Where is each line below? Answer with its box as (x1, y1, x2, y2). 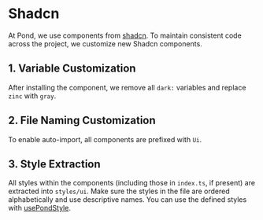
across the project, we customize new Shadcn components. (8, 38, 202, 48)
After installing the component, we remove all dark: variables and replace (8, 82, 246, 92)
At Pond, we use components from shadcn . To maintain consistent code (8, 31, 242, 40)
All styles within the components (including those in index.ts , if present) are (8, 178, 256, 188)
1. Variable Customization (8, 62, 136, 75)
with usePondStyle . (8, 203, 71, 213)
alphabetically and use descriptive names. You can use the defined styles (8, 195, 247, 204)
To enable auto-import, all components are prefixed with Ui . (8, 134, 202, 144)
